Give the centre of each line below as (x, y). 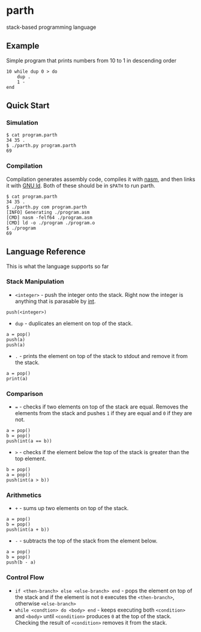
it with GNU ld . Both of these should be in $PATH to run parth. (81, 185)
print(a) (17, 378)
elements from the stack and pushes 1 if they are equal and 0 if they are (103, 413)
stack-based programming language (51, 27)
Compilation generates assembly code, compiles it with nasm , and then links (101, 179)
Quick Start (28, 106)
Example (23, 46)
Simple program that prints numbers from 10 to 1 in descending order (91, 60)
